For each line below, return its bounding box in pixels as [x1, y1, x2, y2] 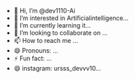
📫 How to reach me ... [13, 37, 78, 44]
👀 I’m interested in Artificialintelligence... [13, 14, 129, 22]
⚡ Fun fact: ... [13, 54, 52, 62]
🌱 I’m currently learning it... [13, 21, 91, 29]
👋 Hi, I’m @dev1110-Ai [13, 7, 75, 15]
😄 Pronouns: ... [13, 46, 59, 55]
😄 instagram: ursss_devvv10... [13, 64, 102, 72]
